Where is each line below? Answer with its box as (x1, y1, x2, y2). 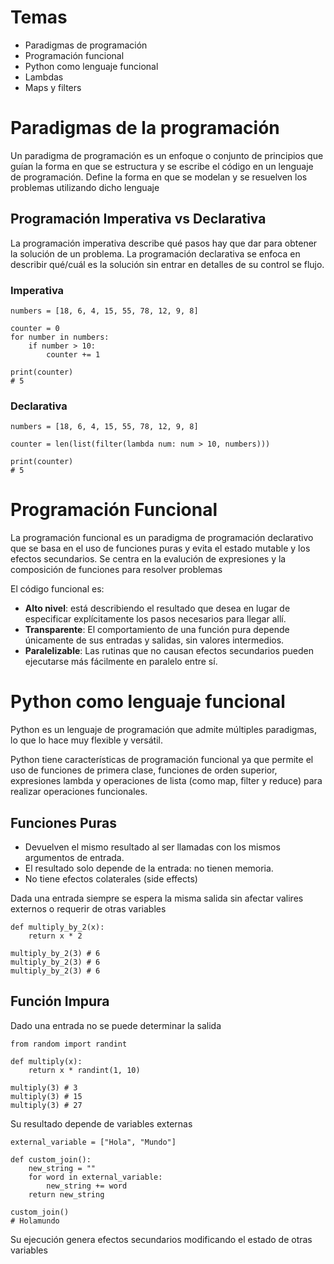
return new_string (28, 1189, 105, 1200)
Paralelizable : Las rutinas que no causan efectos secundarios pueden (24, 645, 314, 657)
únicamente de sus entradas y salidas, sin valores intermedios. (24, 634, 285, 646)
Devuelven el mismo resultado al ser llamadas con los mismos (24, 841, 281, 853)
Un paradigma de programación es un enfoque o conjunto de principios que (10, 149, 324, 161)
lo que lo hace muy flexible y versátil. (10, 734, 163, 746)
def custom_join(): (10, 1154, 92, 1165)
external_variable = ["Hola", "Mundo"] (10, 1137, 177, 1147)
